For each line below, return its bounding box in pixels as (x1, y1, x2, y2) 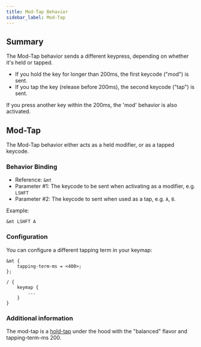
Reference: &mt (14, 176, 52, 183)
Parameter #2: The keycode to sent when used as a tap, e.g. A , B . (14, 195, 176, 203)
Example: (6, 207, 29, 214)
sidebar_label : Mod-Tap (6, 14, 66, 20)
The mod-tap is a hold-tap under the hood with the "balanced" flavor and (6, 328, 188, 335)
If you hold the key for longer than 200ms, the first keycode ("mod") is (14, 70, 189, 78)
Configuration (6, 233, 48, 241)
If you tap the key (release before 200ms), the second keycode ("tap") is (14, 84, 195, 91)
